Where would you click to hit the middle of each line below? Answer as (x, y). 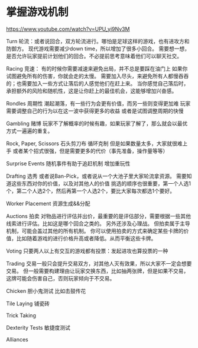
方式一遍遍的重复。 (30, 130)
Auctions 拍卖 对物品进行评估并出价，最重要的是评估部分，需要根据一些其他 (98, 216)
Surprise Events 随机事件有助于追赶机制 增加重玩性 (68, 163)
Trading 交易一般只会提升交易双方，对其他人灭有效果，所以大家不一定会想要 (99, 263)
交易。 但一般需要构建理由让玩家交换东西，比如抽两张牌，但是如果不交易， (98, 271)
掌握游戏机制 (38, 12)
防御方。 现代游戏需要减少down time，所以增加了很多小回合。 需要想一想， (98, 49)
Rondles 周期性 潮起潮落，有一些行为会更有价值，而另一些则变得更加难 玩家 (98, 103)
